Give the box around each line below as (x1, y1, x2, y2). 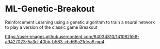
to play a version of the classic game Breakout (5, 24, 98, 30)
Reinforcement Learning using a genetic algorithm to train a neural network (5, 19, 155, 25)
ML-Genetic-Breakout (5, 3, 95, 14)
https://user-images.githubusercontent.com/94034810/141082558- (5, 34, 140, 39)
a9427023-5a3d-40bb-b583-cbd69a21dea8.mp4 (5, 38, 105, 44)
